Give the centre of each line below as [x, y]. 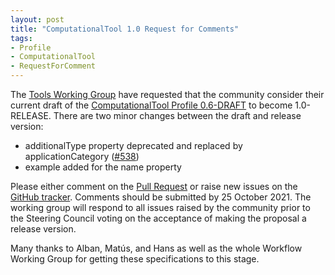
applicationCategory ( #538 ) [82, 156]
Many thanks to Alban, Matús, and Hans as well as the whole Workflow [156, 248]
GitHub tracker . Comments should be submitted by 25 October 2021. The [161, 197]
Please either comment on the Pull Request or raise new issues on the [154, 186]
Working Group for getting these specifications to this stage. [135, 259]
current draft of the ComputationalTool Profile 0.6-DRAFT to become [151, 105]
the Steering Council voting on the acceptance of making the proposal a [158, 218]
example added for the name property [103, 167]
